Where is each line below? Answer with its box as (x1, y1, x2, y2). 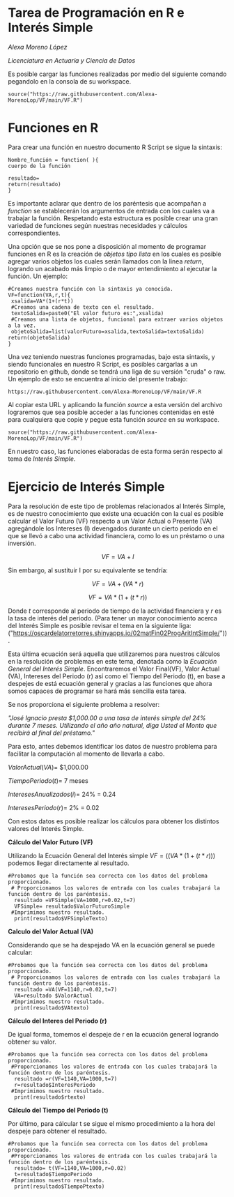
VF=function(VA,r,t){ (8, 291, 71, 298)
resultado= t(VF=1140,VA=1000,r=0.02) (14, 1164, 127, 1172)
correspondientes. (8, 229, 61, 237)
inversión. (8, 539, 36, 547)
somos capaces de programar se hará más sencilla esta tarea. (8, 687, 187, 695)
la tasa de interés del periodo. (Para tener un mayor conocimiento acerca (8, 613, 218, 622)
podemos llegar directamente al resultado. (8, 859, 130, 867)
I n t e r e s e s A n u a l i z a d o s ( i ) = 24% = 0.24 (8, 790, 116, 798)
